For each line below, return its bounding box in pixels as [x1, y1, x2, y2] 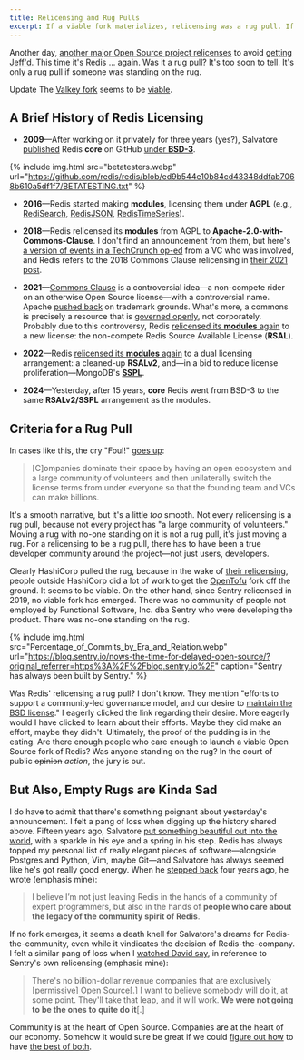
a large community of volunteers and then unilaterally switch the [31, 472, 272, 483]
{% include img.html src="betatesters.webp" [9, 161, 177, 173]
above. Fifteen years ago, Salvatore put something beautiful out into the [9, 825, 278, 836]
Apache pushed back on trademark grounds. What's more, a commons [22, 301, 289, 312]
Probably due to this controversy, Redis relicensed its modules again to [22, 320, 290, 332]
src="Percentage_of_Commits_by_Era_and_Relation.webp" [9, 641, 228, 652]
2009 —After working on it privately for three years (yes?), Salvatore [22, 134, 279, 146]
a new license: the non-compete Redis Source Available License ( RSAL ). [22, 330, 294, 341]
